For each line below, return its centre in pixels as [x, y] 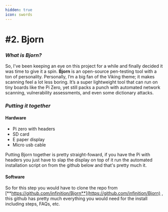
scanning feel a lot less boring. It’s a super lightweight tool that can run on [81, 82]
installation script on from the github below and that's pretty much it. [76, 165]
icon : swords [19, 15]
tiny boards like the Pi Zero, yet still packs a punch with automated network [83, 87]
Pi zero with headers [34, 129]
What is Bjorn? [24, 55]
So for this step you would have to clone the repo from [61, 188]
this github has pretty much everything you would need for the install [76, 198]
